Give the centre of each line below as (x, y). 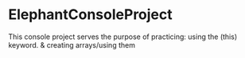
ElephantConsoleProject (90, 15)
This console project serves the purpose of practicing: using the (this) (122, 37)
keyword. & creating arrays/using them (72, 44)
